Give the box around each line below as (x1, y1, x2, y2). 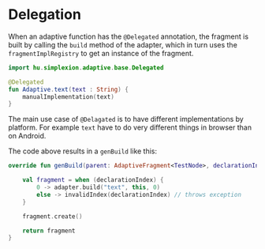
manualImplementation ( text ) (22, 92, 114, 100)
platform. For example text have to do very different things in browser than (8, 123, 252, 132)
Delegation (8, 6, 81, 24)
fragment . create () (22, 212, 83, 221)
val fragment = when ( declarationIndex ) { (22, 176, 164, 184)
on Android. (8, 131, 47, 141)
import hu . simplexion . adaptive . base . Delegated (8, 63, 164, 72)
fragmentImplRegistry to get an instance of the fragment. (8, 48, 194, 58)
